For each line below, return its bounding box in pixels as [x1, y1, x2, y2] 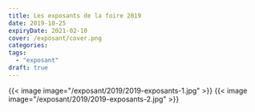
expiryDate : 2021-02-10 [8, 26, 88, 34]
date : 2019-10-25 [8, 19, 67, 27]
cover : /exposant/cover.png [8, 34, 103, 42]
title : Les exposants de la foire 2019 [8, 11, 142, 20]
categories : [8, 42, 48, 50]
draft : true [8, 64, 48, 72]
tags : [8, 49, 26, 57]
